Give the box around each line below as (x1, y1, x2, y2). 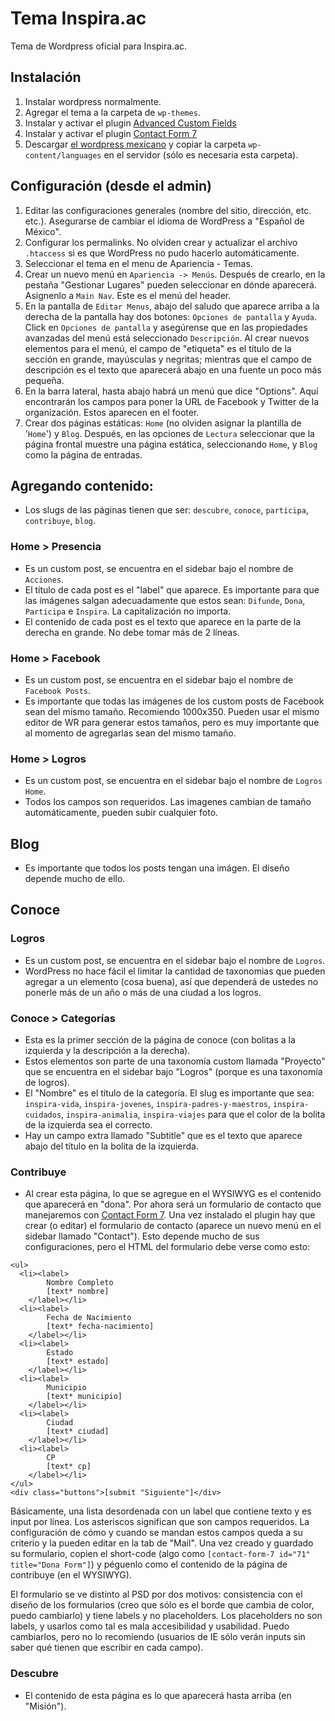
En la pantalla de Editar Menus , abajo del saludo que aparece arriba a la (24, 300, 320, 312)
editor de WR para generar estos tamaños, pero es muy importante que (24, 716, 320, 728)
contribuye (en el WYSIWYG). (10, 1569, 132, 1581)
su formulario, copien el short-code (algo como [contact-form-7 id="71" (10, 1548, 311, 1560)
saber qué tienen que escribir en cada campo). (10, 1642, 204, 1654)
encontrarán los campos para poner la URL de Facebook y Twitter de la (24, 395, 320, 407)
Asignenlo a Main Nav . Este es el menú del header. (24, 289, 232, 301)
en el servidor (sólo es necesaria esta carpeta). (103, 148, 299, 161)
